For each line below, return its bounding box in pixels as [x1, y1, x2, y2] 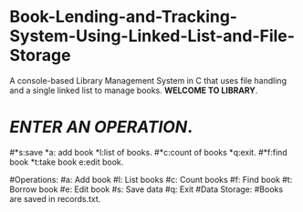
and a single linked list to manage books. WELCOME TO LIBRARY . [9, 85, 258, 96]
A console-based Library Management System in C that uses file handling [9, 75, 287, 86]
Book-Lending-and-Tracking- [9, 6, 238, 27]
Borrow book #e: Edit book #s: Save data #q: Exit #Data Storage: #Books [9, 184, 284, 195]
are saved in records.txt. [9, 193, 101, 204]
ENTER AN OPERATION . [9, 116, 193, 137]
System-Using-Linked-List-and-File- [9, 25, 295, 46]
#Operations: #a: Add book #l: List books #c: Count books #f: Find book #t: [9, 174, 293, 185]
